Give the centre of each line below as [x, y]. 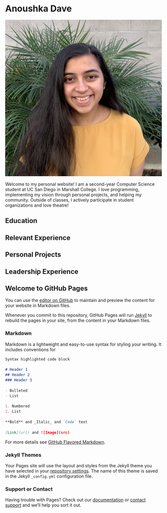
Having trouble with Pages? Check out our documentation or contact [75, 500]
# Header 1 [16, 370]
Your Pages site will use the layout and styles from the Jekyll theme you [79, 466]
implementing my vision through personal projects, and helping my [73, 195]
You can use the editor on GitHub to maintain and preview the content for [80, 300]
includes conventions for [31, 349]
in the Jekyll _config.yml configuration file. [49, 476]
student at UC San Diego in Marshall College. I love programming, [72, 189]
